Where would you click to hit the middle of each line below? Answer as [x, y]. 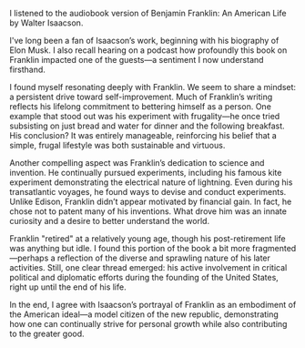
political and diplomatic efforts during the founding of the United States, [144, 277]
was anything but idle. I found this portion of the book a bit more [130, 248]
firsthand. [27, 69]
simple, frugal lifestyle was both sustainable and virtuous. [117, 145]
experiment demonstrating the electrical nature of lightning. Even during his [151, 182]
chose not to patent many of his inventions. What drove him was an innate [148, 211]
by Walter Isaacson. [46, 23]
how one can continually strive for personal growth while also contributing [148, 324]
